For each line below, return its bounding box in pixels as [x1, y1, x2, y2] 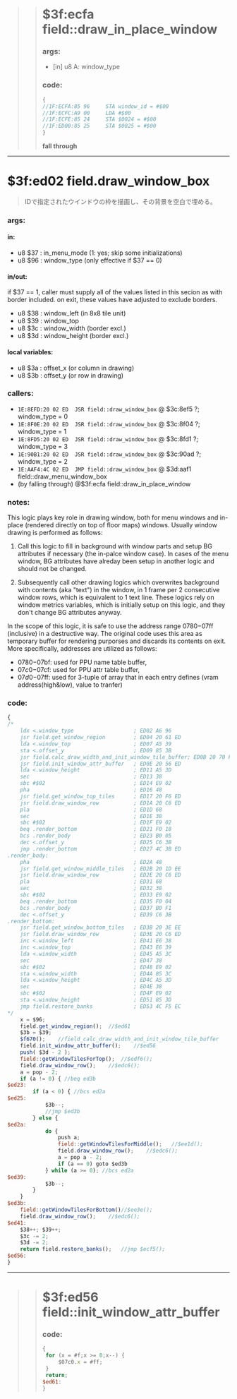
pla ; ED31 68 [20, 878, 162, 885]
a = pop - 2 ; [20, 1069, 59, 1076]
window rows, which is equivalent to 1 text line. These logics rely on [17, 593, 214, 602]
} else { [32, 1115, 59, 1122]
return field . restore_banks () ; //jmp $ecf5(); [20, 1246, 166, 1253]
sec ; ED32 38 [20, 885, 162, 892]
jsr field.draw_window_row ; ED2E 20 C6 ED [20, 872, 181, 879]
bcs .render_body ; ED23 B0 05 [20, 832, 172, 839]
